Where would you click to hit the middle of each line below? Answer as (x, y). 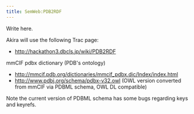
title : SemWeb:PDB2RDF (34, 12)
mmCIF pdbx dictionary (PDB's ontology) (56, 63)
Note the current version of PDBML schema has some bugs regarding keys (97, 98)
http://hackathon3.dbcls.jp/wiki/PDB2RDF (65, 51)
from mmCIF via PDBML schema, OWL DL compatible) (81, 87)
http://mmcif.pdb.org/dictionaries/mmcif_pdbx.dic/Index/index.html (96, 74)
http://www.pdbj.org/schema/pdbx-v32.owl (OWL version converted (98, 80)
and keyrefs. (21, 105)
